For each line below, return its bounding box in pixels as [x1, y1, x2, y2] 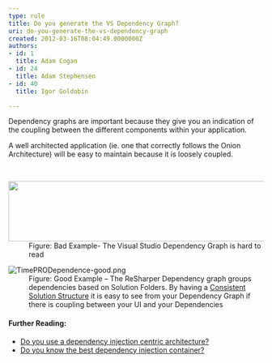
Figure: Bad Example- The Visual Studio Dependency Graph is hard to [28, 241, 261, 251]
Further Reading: [8, 318, 67, 328]
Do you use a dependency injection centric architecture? [19, 336, 210, 346]
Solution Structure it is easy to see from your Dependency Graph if [28, 291, 251, 301]
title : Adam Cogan [15, 58, 79, 66]
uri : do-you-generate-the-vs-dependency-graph [8, 27, 168, 35]
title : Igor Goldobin [15, 87, 89, 96]
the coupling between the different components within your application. [8, 125, 247, 135]
